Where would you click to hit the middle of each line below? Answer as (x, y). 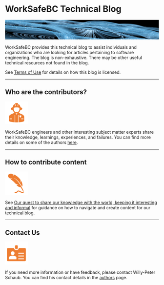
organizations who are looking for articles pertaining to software (70, 52)
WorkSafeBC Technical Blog (63, 9)
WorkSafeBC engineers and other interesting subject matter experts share (80, 132)
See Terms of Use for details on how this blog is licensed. (63, 72)
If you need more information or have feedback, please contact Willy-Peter (80, 272)
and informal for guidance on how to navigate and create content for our (78, 207)
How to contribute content (46, 162)
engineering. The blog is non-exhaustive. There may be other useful (74, 58)
